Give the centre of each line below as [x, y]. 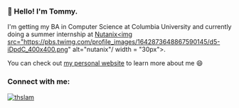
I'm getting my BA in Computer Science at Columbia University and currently [119, 27]
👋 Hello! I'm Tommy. [43, 11]
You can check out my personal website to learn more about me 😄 [105, 63]
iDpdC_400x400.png [38, 50]
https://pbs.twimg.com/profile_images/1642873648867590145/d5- [122, 42]
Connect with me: [39, 82]
